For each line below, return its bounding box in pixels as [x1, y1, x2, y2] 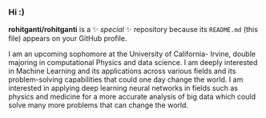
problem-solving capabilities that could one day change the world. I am [8, 75, 244, 84]
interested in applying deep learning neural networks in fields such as [8, 83, 239, 93]
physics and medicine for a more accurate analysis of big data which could [8, 92, 256, 102]
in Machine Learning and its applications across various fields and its [8, 67, 236, 76]
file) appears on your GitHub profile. [8, 34, 127, 43]
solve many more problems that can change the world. [8, 100, 189, 110]
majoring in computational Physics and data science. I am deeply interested [8, 58, 258, 67]
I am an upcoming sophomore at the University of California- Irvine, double [8, 49, 256, 59]
